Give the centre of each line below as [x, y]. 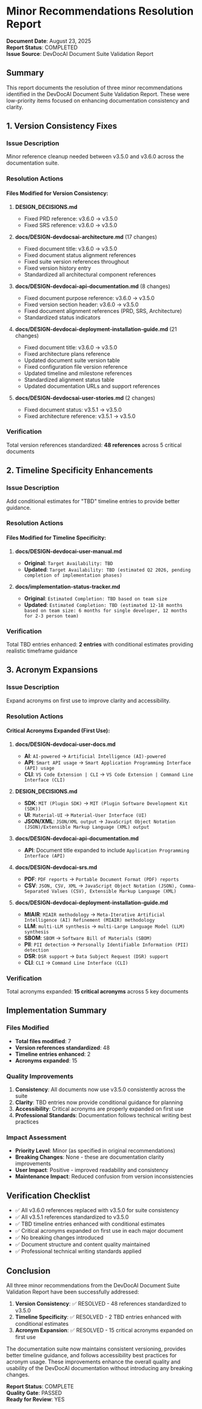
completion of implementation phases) [73, 575]
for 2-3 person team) [51, 616]
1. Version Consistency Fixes [62, 126]
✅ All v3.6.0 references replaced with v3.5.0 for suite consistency [97, 1210]
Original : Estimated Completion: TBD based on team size [96, 598]
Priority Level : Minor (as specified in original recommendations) [95, 1151]
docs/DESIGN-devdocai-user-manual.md [69, 551]
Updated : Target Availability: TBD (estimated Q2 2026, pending [107, 569]
